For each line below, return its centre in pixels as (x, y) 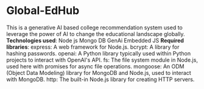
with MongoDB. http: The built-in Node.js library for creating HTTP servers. (100, 79)
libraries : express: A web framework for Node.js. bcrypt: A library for (93, 47)
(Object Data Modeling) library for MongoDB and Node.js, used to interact (99, 73)
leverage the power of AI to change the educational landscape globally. (96, 34)
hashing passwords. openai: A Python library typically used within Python (98, 53)
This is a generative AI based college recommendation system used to (94, 27)
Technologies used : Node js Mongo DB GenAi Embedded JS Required (95, 40)
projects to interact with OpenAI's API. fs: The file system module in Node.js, (102, 60)
